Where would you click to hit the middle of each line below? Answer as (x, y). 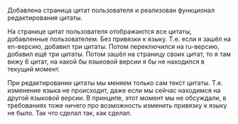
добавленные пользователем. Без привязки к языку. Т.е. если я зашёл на (119, 39)
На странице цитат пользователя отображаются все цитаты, (99, 32)
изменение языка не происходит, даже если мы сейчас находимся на (114, 90)
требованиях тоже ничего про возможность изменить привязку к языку (117, 105)
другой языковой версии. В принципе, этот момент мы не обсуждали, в (117, 98)
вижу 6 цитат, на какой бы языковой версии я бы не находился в (106, 62)
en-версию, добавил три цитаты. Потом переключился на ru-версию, (114, 46)
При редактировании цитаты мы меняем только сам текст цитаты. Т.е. (115, 83)
